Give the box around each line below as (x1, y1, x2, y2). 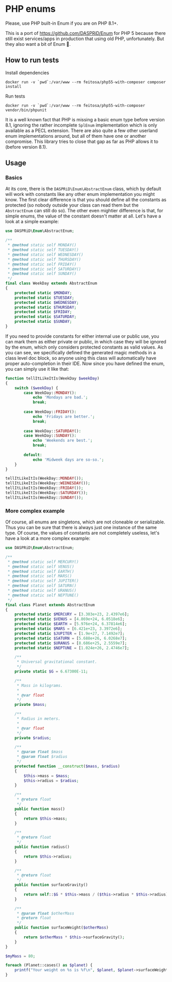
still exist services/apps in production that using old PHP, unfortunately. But (5, 35, 164, 42)
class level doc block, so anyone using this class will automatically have (5, 355, 157, 361)
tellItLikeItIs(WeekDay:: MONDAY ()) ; (5, 476, 83, 481)
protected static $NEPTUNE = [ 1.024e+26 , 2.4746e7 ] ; (14, 645, 130, 650)
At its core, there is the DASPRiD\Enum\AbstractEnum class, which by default (5, 186, 161, 192)
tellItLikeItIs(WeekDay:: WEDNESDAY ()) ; (5, 481, 91, 486)
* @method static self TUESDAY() (7, 247, 79, 252)
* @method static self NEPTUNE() (7, 592, 79, 598)
